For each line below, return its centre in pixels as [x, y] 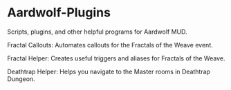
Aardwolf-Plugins [59, 13]
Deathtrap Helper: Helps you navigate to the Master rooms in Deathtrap [109, 71]
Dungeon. [21, 79]
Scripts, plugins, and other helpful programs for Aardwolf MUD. [97, 32]
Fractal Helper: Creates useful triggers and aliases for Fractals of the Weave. [116, 58]
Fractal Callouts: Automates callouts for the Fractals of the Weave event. [110, 45]
